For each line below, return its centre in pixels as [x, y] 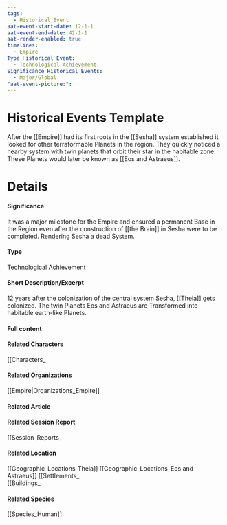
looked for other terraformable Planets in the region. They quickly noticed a [114, 144]
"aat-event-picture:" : [40, 84]
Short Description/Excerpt [46, 283]
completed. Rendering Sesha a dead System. [71, 236]
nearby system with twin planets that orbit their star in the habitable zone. [111, 151]
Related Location [32, 453]
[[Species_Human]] [35, 514]
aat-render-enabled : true [44, 39]
